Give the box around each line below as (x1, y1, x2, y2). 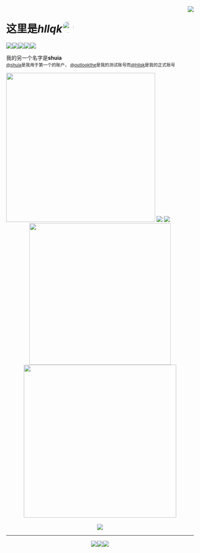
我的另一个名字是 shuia (6, 54, 62, 61)
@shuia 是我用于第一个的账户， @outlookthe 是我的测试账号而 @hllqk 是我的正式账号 (6, 62, 176, 68)
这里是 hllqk (6, 22, 62, 36)
